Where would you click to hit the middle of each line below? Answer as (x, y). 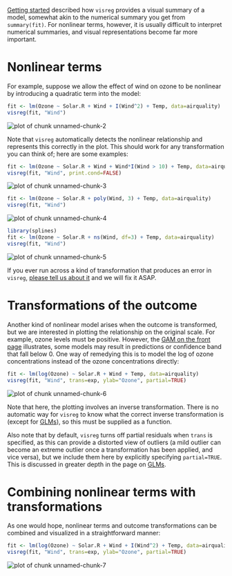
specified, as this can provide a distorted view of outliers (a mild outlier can (114, 442)
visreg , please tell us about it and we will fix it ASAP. (82, 277)
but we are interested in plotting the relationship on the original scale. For (111, 332)
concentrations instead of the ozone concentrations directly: (93, 361)
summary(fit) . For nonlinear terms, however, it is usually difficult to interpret (115, 24)
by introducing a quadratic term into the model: (74, 93)
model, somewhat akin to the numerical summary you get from (96, 17)
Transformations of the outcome (102, 306)
